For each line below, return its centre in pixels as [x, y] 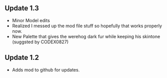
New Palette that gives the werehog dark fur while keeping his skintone [86, 36]
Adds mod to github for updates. [46, 69]
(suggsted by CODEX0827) [40, 42]
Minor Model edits [31, 20]
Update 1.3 [22, 8]
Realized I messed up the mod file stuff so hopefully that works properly [87, 26]
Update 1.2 [22, 58]
